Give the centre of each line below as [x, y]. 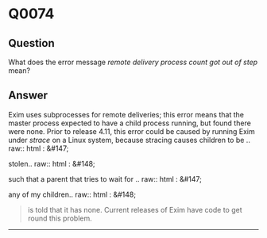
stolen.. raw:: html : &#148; [52, 163]
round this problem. [60, 218]
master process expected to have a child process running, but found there [130, 123]
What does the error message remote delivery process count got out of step [133, 62]
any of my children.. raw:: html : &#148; [72, 194]
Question [31, 43]
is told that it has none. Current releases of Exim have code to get [135, 209]
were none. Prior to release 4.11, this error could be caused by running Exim [132, 131]
